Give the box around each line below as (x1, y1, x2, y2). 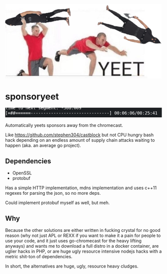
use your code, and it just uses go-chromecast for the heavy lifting (5, 237, 142, 244)
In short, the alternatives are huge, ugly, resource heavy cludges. (5, 263, 139, 269)
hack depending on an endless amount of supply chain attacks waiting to (5, 137, 155, 143)
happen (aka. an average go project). (5, 143, 81, 149)
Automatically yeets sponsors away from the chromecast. (5, 122, 123, 128)
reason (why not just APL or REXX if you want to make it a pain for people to (5, 232, 161, 238)
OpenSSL (12, 170, 32, 176)
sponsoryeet (5, 91, 59, 103)
